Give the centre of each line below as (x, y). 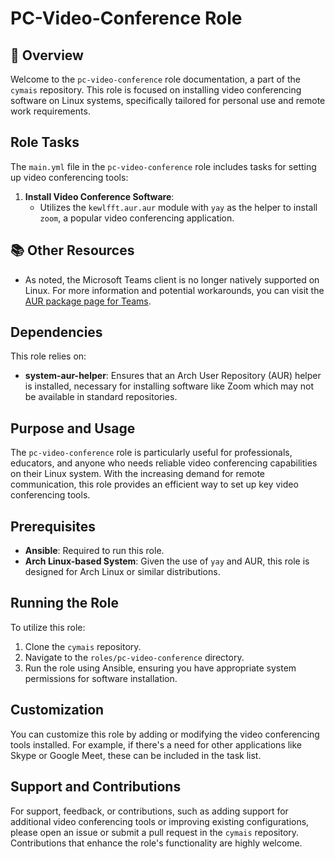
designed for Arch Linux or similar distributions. (122, 572)
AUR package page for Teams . (88, 301)
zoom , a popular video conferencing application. (137, 218)
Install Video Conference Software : (99, 196)
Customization (57, 710)
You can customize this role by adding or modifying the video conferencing (165, 734)
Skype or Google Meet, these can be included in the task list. (136, 755)
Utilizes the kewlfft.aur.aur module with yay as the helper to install (178, 207)
